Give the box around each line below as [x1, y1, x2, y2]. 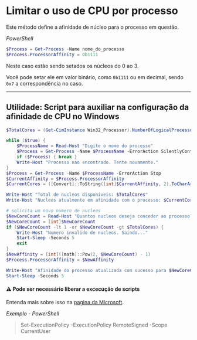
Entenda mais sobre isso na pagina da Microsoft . [6, 298, 124, 305]
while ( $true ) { [6, 138, 46, 144]
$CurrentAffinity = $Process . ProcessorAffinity [6, 176, 125, 182]
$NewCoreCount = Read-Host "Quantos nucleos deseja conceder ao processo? [6, 213, 193, 219]
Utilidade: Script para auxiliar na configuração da [6, 103, 189, 113]
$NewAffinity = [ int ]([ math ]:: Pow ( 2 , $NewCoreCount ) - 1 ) [6, 251, 151, 257]
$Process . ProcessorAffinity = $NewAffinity [6, 257, 114, 263]
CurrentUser [20, 327, 51, 335]
